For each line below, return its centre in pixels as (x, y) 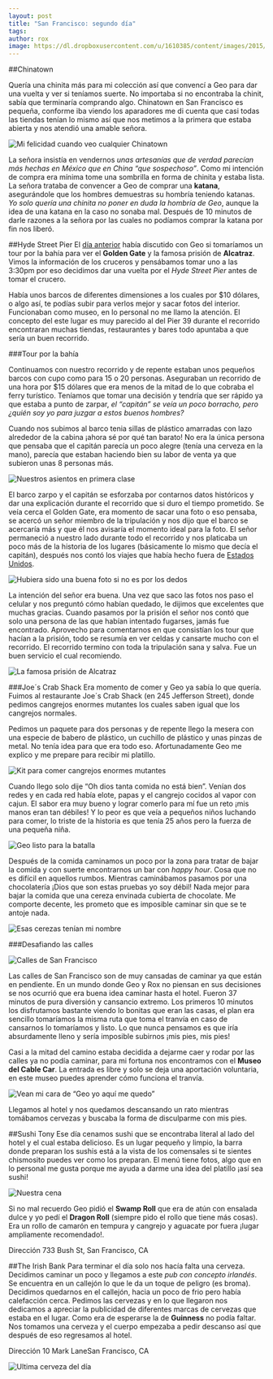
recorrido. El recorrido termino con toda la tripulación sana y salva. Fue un (133, 647)
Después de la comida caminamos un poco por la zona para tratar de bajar (134, 861)
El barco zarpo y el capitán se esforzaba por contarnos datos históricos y (131, 495)
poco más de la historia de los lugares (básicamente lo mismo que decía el (133, 546)
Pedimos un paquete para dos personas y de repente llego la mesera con (131, 729)
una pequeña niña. (39, 829)
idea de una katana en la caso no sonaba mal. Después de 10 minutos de (130, 211)
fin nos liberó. (31, 229)
